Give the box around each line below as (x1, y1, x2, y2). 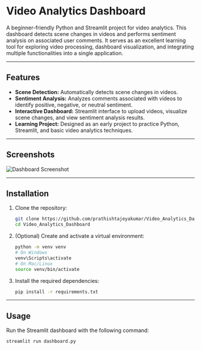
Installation (6, 188, 49, 198)
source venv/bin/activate (14, 266, 80, 272)
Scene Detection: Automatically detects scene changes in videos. (14, 88, 178, 95)
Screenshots (6, 150, 55, 160)
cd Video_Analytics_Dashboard (14, 222, 91, 228)
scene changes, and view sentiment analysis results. (14, 114, 145, 121)
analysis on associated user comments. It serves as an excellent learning (6, 37, 187, 44)
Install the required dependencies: (14, 277, 100, 284)
